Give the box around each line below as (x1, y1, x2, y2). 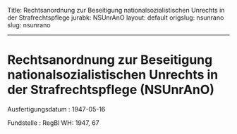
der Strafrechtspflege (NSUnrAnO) (7, 82, 215, 98)
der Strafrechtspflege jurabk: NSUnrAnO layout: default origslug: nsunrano (7, 13, 224, 22)
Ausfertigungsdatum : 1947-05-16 (7, 105, 106, 113)
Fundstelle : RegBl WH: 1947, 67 (7, 119, 100, 127)
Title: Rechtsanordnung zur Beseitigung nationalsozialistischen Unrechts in (7, 6, 225, 14)
